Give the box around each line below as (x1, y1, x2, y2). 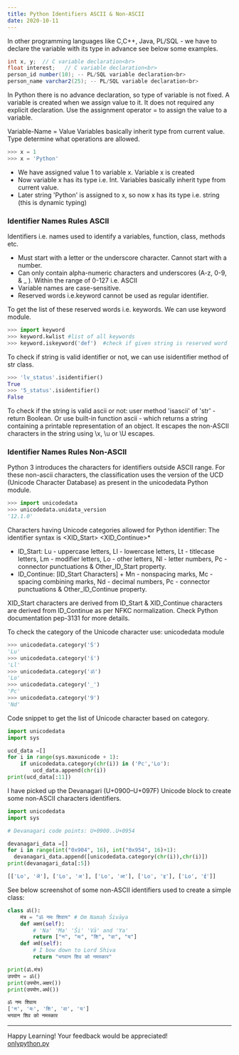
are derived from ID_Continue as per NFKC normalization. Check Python (7, 607, 218, 615)
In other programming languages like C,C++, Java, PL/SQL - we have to (7, 36, 217, 45)
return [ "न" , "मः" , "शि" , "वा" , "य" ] (33, 933, 137, 940)
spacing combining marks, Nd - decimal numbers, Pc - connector (17, 577, 211, 586)
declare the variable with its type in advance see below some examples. (7, 44, 218, 53)
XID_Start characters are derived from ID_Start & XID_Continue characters (7, 599, 223, 607)
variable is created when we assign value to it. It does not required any (7, 98, 215, 107)
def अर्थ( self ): (20, 940, 63, 948)
